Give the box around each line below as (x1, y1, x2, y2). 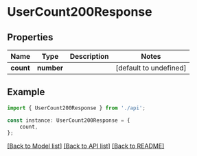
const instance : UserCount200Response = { (7, 117, 130, 124)
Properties (7, 31, 54, 43)
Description (69, 52, 109, 61)
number (36, 63, 64, 73)
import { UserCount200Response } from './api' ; (7, 104, 146, 112)
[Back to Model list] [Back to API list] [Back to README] (7, 142, 165, 151)
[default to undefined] (115, 63, 187, 73)
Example (7, 86, 45, 98)
